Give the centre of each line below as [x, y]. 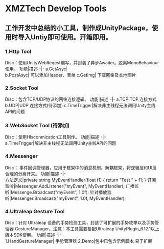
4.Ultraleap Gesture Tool [35, 211]
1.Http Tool [18, 51]
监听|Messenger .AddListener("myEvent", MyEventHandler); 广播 [70, 186]
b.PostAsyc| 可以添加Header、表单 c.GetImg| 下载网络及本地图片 [70, 75]
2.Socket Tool [22, 88]
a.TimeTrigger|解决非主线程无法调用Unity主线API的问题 [61, 143]
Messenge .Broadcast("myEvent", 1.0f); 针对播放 [59, 192]
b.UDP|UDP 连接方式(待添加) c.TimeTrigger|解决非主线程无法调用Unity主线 [80, 106]
